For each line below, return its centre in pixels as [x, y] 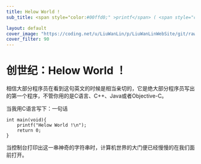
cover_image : [22, 34]
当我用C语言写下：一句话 [37, 109]
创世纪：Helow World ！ [66, 71]
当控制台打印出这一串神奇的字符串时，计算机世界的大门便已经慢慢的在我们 [98, 148]
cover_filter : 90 [28, 40]
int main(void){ [26, 120]
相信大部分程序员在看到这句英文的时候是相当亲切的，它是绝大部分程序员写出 [100, 89]
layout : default [26, 28]
